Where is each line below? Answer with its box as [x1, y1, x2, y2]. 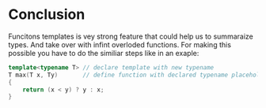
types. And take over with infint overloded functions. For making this [8, 39, 232, 49]
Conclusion [8, 6, 85, 24]
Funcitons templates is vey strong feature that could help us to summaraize [8, 32, 253, 41]
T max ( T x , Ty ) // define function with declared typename [8, 71, 228, 79]
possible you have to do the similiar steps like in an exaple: [8, 48, 199, 58]
